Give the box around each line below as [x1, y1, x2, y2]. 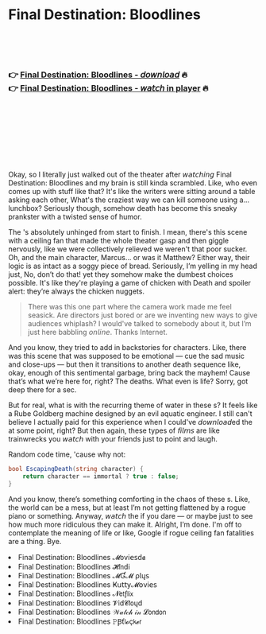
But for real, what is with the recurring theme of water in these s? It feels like [8, 400, 258, 410]
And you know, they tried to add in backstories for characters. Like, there [8, 343, 247, 352]
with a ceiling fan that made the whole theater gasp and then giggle [8, 236, 229, 246]
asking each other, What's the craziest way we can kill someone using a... [8, 195, 250, 204]
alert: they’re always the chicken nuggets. [8, 286, 145, 296]
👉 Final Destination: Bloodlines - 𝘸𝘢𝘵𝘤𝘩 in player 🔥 [8, 82, 209, 93]
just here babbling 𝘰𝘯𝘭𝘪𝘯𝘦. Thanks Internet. [27, 328, 168, 337]
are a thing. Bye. [8, 536, 62, 546]
